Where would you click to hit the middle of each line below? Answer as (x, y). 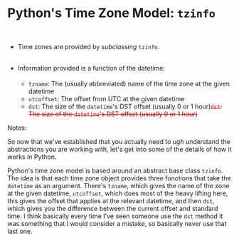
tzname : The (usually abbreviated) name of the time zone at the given (129, 83)
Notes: (17, 128)
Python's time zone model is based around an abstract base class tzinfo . (115, 170)
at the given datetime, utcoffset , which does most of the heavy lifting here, (118, 193)
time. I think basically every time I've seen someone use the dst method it (115, 216)
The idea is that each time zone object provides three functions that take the (119, 178)
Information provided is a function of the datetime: (91, 68)
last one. (20, 231)
